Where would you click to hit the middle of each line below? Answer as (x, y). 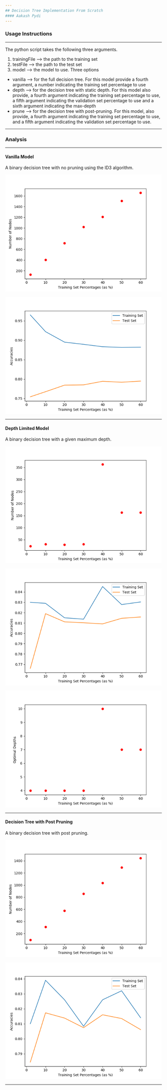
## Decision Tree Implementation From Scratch (54, 10)
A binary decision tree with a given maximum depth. (58, 439)
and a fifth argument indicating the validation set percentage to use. (82, 122)
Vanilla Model (19, 157)
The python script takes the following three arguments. (61, 49)
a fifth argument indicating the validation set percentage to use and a (83, 100)
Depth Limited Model (27, 428)
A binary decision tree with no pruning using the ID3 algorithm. (69, 168)
